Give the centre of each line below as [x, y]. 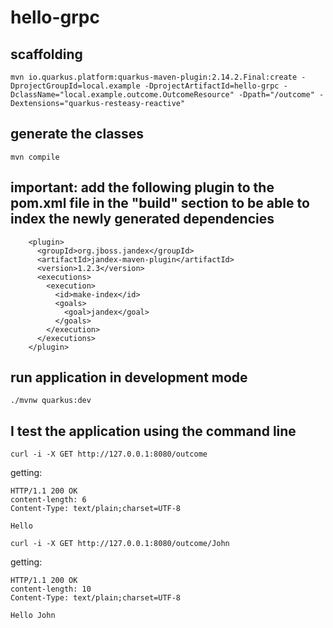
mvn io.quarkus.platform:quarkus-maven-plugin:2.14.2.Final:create [154, 77]
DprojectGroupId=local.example [75, 86]
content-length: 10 [51, 589]
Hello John [33, 616]
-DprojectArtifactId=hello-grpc [212, 86]
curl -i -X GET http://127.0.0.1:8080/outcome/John [120, 544]
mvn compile [35, 157]
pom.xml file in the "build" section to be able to [160, 203]
